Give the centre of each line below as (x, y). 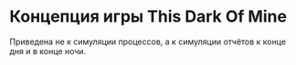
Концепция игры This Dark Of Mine (148, 17)
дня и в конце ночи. (48, 51)
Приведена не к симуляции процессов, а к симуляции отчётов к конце (148, 42)
